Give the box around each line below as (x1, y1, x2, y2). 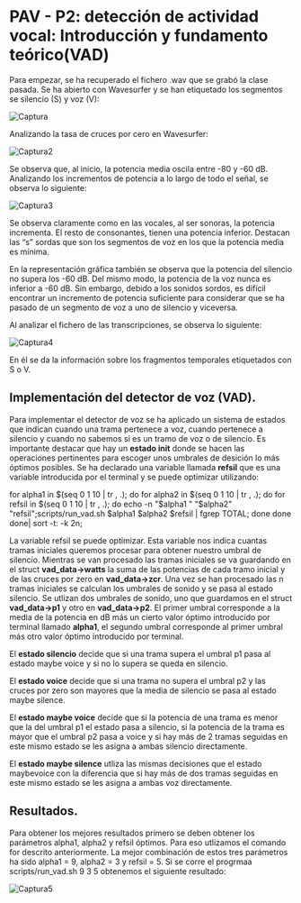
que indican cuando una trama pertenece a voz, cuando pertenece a (9, 424, 263, 434)
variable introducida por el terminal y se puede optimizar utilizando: (9, 471, 259, 482)
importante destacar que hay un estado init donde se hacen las (9, 442, 245, 453)
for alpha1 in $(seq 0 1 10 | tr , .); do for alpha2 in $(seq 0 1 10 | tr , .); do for (9, 488, 286, 499)
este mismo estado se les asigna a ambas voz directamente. (9, 777, 233, 788)
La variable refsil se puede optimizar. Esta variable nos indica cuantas (9, 534, 268, 546)
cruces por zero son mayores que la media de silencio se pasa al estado (9, 685, 277, 696)
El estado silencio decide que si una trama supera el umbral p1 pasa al (9, 648, 271, 659)
